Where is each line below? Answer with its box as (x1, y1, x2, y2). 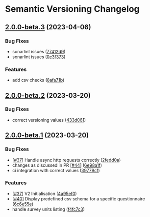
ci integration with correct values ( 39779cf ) (12, 167, 100, 173)
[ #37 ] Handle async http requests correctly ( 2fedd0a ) (12, 157, 121, 163)
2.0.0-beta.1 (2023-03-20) (5, 131, 89, 140)
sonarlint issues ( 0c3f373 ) (12, 54, 66, 60)
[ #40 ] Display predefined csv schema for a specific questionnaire (12, 195, 146, 201)
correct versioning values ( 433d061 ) (12, 117, 86, 123)
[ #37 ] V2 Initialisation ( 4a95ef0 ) (12, 191, 77, 196)
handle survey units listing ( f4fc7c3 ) (12, 206, 85, 212)
